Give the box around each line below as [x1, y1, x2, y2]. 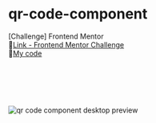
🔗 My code [8, 48, 42, 58]
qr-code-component [8, 5, 148, 23]
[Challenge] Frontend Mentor [8, 31, 104, 41]
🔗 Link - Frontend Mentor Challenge [8, 39, 125, 49]
